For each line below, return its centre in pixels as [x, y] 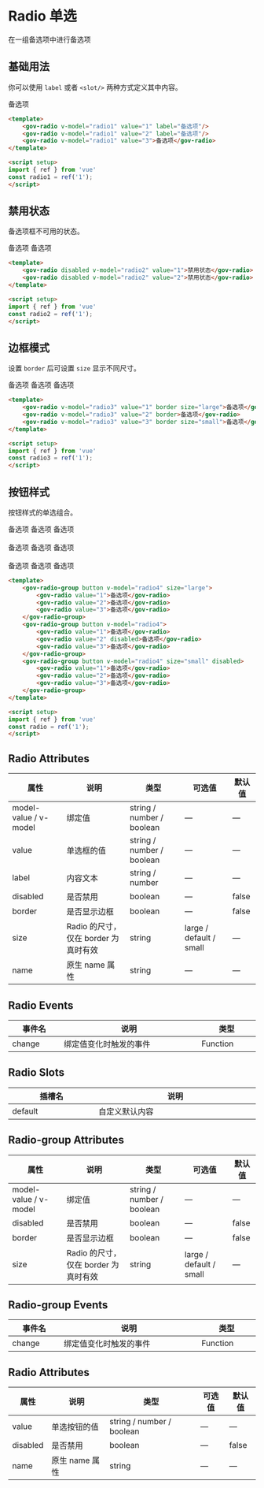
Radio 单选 [42, 16]
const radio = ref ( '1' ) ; [49, 727]
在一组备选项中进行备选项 [49, 39]
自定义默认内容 [126, 1111]
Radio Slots [37, 1073]
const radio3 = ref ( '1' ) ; [50, 458]
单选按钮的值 [75, 1427]
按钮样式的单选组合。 [42, 512]
